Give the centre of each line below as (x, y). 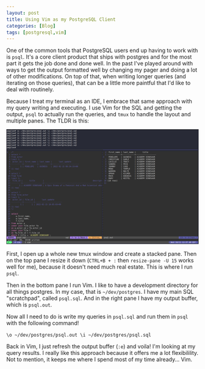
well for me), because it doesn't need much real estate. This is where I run (100, 267)
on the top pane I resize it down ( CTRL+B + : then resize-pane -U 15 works (100, 261)
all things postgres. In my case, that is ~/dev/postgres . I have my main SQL (100, 292)
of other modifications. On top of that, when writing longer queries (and (96, 76)
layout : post (23, 13)
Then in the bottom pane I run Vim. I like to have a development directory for (102, 285)
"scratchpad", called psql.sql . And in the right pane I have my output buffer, (102, 298)
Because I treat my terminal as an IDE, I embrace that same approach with (99, 102)
